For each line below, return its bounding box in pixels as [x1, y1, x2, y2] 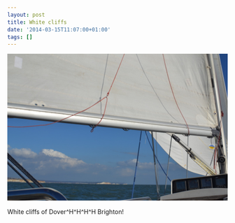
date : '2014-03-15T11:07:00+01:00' [7, 26, 111, 33]
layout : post [7, 11, 45, 18]
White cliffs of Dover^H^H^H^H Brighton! [7, 207, 124, 216]
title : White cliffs [7, 18, 68, 26]
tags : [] [7, 34, 33, 41]
